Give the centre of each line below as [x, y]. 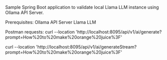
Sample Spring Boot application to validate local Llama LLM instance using [82, 7]
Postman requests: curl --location [40, 32]
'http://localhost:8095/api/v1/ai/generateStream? [86, 47]
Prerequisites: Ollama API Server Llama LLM [51, 22]
